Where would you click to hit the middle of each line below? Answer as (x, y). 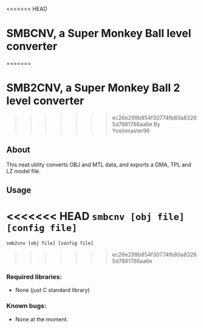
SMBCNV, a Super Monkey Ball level (99, 34)
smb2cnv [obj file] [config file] (50, 243)
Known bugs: (26, 306)
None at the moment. (42, 319)
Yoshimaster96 (131, 130)
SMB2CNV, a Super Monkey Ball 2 (93, 88)
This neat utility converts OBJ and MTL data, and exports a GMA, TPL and (99, 165)
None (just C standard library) (52, 290)
